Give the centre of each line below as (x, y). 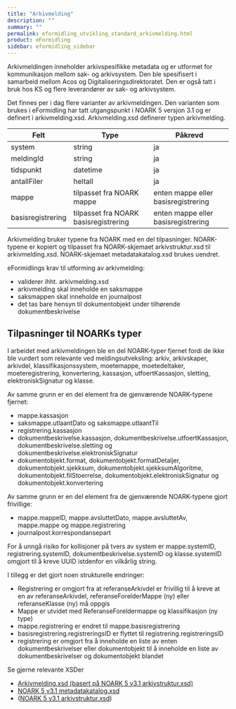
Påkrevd (189, 135)
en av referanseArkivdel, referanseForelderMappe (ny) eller (103, 596)
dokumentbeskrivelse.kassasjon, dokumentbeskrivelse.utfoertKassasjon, (123, 438)
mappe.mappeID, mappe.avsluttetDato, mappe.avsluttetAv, (103, 517)
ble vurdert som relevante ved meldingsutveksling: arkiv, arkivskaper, (108, 358)
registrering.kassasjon (50, 430)
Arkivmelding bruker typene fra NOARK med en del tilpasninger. (100, 239)
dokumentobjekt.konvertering (60, 483)
